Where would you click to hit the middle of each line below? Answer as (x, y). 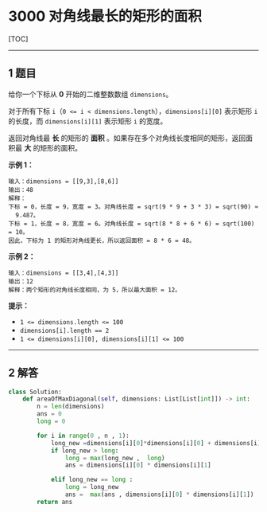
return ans (55, 502)
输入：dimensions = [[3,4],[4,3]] (64, 273)
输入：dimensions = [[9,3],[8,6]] (64, 181)
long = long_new (92, 487)
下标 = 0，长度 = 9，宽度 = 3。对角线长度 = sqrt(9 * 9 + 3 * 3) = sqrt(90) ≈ (133, 207)
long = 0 (51, 422)
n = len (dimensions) (71, 407)
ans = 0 (49, 414)
